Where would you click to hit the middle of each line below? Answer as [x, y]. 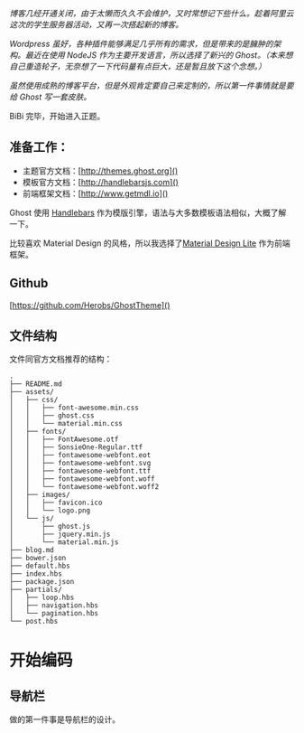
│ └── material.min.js [64, 542]
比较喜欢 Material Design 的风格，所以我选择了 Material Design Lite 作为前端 [150, 243]
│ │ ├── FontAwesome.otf [64, 440]
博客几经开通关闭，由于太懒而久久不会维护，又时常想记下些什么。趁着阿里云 [152, 13]
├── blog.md [32, 550]
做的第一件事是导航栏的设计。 [64, 719]
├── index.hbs [36, 574]
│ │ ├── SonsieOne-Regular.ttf [76, 447]
